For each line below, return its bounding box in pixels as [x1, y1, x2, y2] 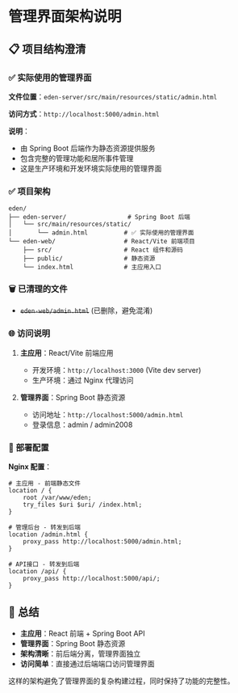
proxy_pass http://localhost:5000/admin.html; [23, 538, 182, 546]
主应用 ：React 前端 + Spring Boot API [19, 628, 145, 638]
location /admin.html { [8, 530, 89, 539]
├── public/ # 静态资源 [23, 255, 156, 263]
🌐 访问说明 [8, 328, 51, 340]
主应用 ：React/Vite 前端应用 [19, 348, 114, 357]
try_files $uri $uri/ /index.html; [23, 501, 143, 509]
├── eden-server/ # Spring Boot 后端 [8, 213, 191, 222]
